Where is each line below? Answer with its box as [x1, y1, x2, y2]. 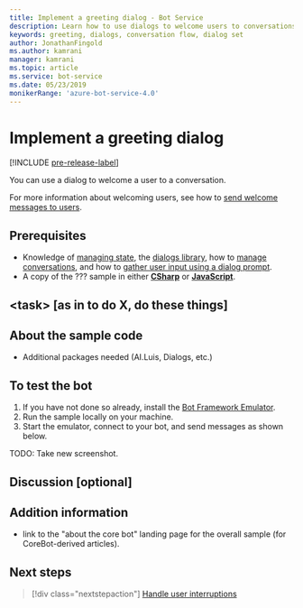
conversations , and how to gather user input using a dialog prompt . [22, 262, 272, 272]
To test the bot [9, 378, 93, 393]
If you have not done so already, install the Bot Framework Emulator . [22, 402, 276, 413]
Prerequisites [9, 227, 87, 244]
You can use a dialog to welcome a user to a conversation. [9, 175, 227, 186]
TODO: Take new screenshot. [9, 448, 119, 459]
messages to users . [9, 202, 83, 213]
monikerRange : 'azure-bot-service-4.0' [9, 88, 160, 97]
